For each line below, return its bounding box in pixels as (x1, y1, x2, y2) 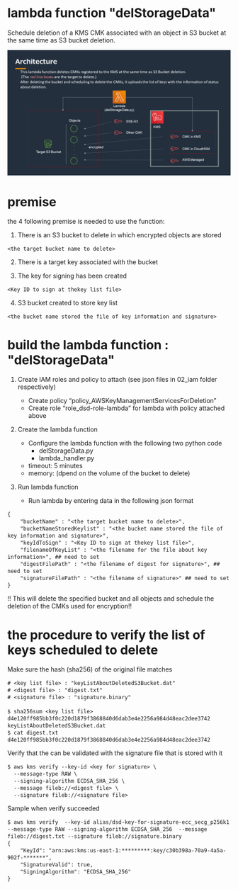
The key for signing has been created (17, 271, 127, 281)
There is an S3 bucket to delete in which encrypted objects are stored (17, 231, 222, 239)
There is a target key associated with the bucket (17, 258, 158, 266)
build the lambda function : (7, 336, 169, 353)
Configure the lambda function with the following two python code (28, 439, 222, 448)
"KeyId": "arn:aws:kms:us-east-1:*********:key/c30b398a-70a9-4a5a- (20, 847, 227, 854)
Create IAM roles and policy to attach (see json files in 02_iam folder (17, 375, 217, 384)
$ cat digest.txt (7, 730, 59, 737)
